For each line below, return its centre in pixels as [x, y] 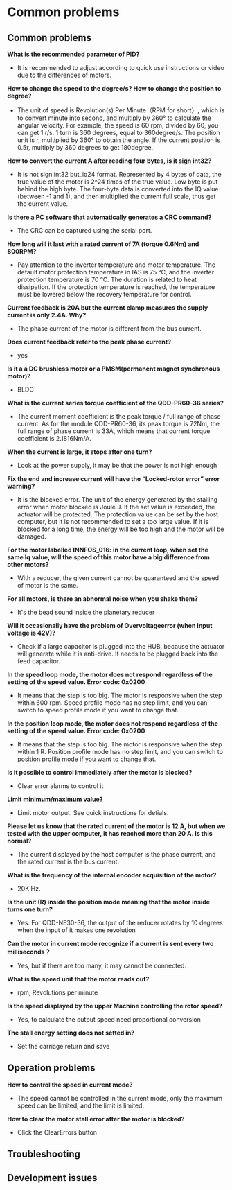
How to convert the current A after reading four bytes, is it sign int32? [109, 161]
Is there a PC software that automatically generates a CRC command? [109, 217]
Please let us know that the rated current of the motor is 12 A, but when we [116, 826]
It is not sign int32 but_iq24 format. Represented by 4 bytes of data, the [119, 174]
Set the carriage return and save [63, 1046]
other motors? [28, 565]
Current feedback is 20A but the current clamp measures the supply [108, 308]
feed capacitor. [39, 661]
